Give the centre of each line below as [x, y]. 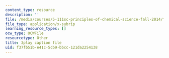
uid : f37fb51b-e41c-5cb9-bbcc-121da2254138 [52, 47]
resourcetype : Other [27, 38]
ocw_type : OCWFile [24, 33]
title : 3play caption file [33, 43]
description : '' [22, 15]
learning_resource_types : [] [36, 29]
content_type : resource [30, 10]
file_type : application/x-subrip [40, 24]
